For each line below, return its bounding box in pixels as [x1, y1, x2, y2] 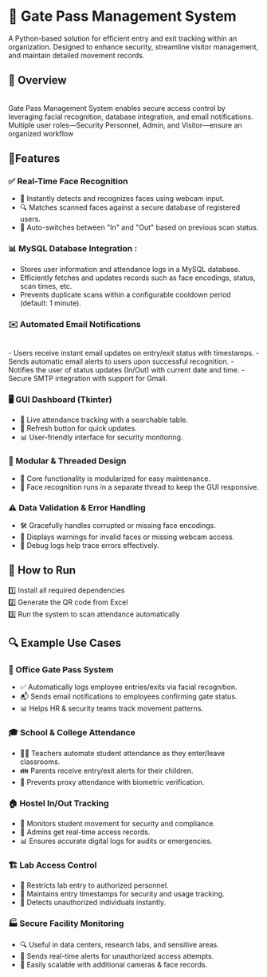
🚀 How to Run [8, 564, 77, 577]
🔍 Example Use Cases [8, 636, 122, 650]
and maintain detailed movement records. [8, 50, 145, 60]
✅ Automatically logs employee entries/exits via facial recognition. [19, 682, 238, 692]
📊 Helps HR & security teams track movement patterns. [19, 703, 204, 713]
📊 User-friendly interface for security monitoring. [19, 432, 183, 442]
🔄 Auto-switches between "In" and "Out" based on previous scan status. [19, 223, 259, 232]
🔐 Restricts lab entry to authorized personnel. [19, 880, 169, 890]
